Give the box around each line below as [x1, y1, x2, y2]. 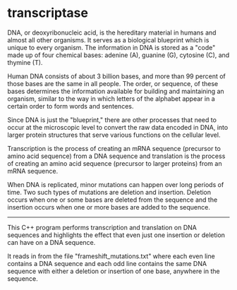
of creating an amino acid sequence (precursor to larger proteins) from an [7, 159, 222, 167]
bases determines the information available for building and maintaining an [7, 87, 224, 95]
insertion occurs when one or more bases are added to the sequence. [7, 203, 210, 211]
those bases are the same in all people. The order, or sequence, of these [7, 79, 219, 87]
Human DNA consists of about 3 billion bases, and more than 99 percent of [7, 72, 226, 80]
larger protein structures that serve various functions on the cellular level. [7, 131, 221, 139]
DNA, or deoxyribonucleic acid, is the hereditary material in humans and [7, 28, 217, 37]
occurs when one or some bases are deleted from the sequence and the [7, 195, 218, 204]
